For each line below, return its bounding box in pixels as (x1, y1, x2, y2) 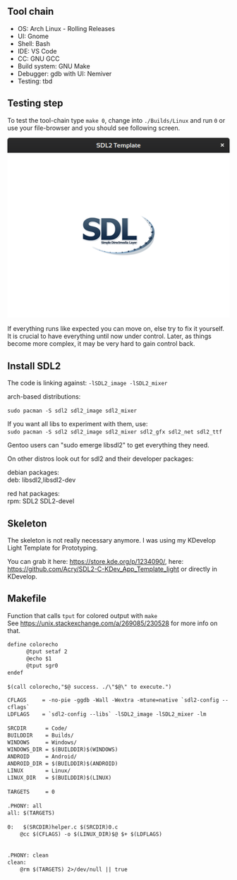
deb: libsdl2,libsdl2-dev (7, 476, 76, 484)
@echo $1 (25, 655, 52, 662)
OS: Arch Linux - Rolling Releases (17, 24, 115, 32)
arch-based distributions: (7, 392, 81, 401)
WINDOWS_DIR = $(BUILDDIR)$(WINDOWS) (7, 746, 119, 753)
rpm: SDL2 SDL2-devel (7, 497, 75, 505)
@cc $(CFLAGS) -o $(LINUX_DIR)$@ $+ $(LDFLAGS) (20, 831, 162, 838)
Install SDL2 (7, 360, 61, 372)
